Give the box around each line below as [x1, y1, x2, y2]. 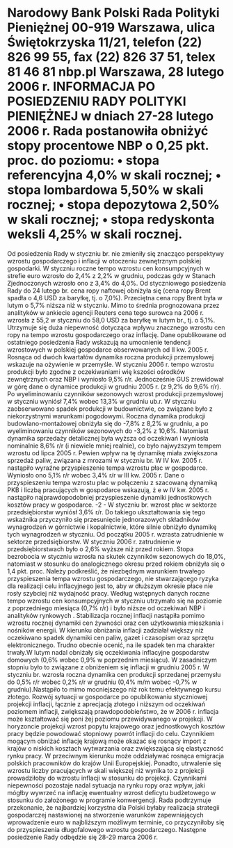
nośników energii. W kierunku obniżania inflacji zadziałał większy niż [7, 626, 204, 634]
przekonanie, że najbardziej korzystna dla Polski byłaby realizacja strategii [7, 803, 220, 811]
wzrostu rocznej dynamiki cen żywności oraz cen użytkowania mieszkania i [7, 619, 224, 627]
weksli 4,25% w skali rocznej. [7, 227, 183, 243]
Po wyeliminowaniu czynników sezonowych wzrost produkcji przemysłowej [7, 389, 224, 398]
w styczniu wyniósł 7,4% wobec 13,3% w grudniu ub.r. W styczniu [7, 397, 197, 405]
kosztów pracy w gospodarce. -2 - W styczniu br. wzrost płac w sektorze [7, 500, 217, 509]
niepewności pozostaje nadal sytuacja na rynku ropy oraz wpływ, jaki [7, 781, 205, 790]
